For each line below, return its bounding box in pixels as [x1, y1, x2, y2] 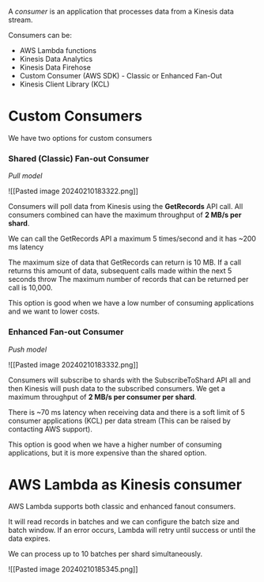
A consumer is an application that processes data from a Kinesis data [8, 7, 235, 16]
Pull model [8, 171, 43, 181]
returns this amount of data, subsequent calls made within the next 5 [8, 266, 232, 276]
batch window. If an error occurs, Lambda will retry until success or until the [8, 526, 256, 535]
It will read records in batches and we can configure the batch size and [8, 517, 239, 527]
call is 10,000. [8, 283, 53, 292]
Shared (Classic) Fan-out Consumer [8, 153, 149, 164]
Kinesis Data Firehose [19, 63, 91, 72]
